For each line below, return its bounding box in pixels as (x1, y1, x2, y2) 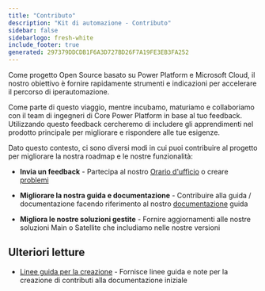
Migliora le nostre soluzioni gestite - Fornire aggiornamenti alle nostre (19, 215, 252, 224)
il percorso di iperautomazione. (8, 87, 110, 96)
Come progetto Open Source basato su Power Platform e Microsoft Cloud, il (8, 71, 256, 79)
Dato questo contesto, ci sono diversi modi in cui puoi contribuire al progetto (8, 144, 258, 152)
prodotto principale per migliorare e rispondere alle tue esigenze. (8, 128, 220, 137)
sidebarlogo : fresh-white (8, 33, 93, 42)
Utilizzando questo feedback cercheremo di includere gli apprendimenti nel (8, 120, 254, 128)
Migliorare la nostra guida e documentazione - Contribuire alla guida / (19, 191, 252, 200)
